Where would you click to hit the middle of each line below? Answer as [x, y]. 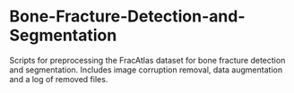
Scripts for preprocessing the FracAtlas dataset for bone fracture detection [147, 60]
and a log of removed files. [59, 79]
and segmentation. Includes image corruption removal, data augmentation [146, 70]
